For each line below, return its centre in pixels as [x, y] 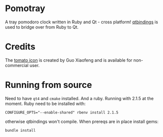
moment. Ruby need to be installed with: [45, 103]
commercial [17, 65]
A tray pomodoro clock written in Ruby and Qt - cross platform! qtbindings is [81, 22]
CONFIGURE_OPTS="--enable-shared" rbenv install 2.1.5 [62, 112]
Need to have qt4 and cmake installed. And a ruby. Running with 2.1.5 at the [80, 98]
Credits [20, 47]
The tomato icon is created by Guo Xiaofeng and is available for [69, 60]
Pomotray [25, 9]
